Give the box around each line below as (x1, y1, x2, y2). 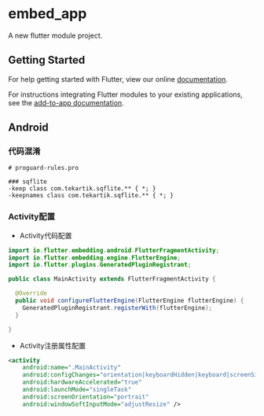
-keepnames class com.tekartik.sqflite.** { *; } (8, 192, 174, 200)
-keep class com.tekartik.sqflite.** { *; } (8, 185, 156, 193)
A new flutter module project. (8, 31, 103, 40)
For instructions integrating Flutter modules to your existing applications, (8, 90, 244, 99)
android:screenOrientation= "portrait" (22, 392, 149, 401)
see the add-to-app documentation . (8, 98, 124, 107)
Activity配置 (8, 212, 56, 223)
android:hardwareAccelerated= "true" (22, 378, 143, 386)
